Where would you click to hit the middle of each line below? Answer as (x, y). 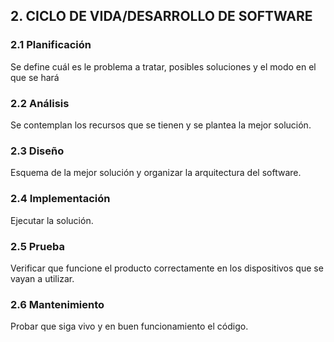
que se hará (35, 77)
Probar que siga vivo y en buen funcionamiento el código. (129, 326)
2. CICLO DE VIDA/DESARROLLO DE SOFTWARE (161, 16)
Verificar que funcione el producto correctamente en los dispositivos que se (167, 268)
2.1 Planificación (51, 45)
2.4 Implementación (60, 199)
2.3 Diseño (37, 151)
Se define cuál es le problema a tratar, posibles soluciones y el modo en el (163, 66)
